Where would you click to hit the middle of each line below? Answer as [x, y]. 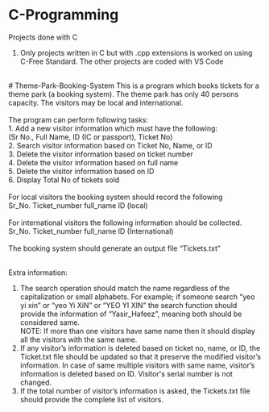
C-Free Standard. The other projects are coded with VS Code [122, 61]
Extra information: [38, 273]
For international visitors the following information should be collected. [125, 223]
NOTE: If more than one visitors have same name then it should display [137, 331]
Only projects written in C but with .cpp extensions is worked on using [136, 52]
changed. [36, 382]
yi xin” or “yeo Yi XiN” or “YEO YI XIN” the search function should [128, 305]
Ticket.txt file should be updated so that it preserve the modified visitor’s [141, 356]
